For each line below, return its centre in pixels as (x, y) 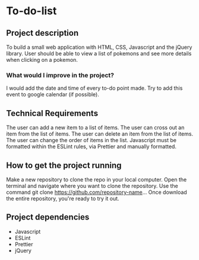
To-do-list (31, 11)
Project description (42, 33)
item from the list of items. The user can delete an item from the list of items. (100, 134)
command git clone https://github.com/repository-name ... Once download (97, 192)
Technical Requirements (52, 113)
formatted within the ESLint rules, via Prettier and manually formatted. (91, 146)
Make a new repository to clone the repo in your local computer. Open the (97, 179)
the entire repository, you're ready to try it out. (63, 198)
